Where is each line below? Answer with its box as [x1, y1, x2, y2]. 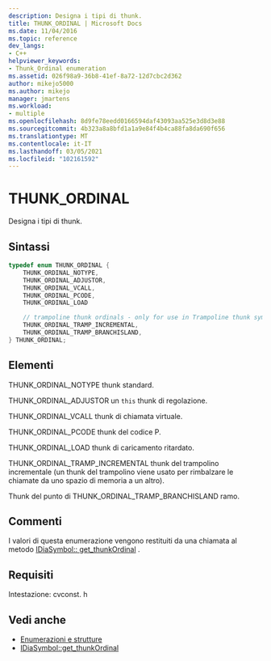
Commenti [8, 515, 62, 528]
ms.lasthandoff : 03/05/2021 [8, 147, 103, 155]
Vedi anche [8, 612, 67, 627]
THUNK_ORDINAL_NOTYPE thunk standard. [8, 379, 155, 389]
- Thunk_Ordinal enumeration [8, 65, 106, 73]
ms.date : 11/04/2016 [8, 27, 78, 35]
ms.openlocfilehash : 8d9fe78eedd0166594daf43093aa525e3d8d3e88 [8, 117, 226, 125]
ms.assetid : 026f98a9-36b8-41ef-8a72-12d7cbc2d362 [8, 72, 182, 80]
